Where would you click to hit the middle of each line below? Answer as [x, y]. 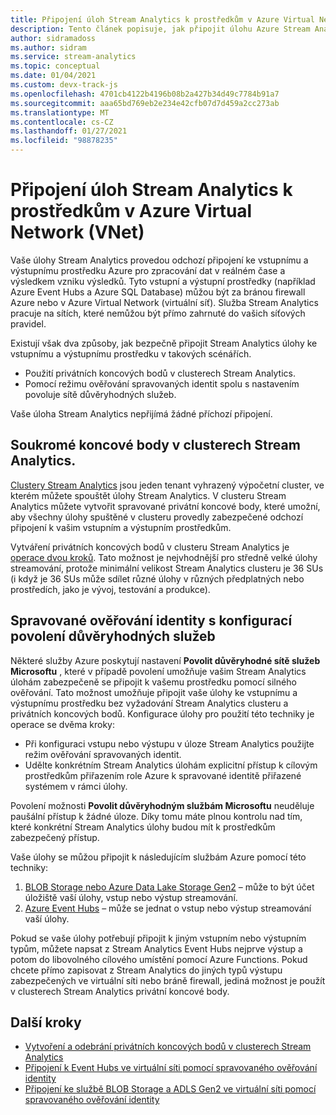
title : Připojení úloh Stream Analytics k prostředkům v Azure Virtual [162, 19]
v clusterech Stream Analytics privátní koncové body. [120, 991]
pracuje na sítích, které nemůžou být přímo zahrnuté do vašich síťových [158, 313]
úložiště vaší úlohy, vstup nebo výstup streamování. [131, 897]
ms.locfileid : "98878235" [64, 141]
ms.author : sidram [48, 47]
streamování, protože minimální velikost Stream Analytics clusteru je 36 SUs [167, 568]
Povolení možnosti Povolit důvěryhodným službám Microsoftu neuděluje [162, 805]
